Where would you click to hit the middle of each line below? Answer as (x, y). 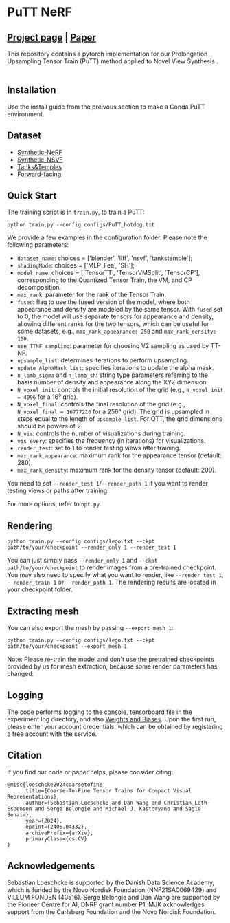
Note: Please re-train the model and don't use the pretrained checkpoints (111, 659)
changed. (21, 674)
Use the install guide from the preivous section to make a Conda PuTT (106, 107)
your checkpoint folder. (40, 589)
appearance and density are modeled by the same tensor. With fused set (120, 310)
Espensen (20, 809)
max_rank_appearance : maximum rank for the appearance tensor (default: (119, 455)
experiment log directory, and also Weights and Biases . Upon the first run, (112, 719)
